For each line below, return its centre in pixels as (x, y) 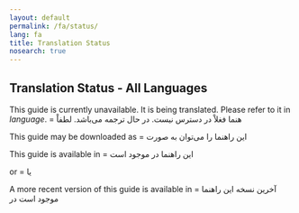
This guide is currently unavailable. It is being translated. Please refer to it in (150, 109)
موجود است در (34, 199)
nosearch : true (38, 51)
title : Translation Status (60, 43)
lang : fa (26, 34)
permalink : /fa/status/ (54, 26)
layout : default (40, 18)
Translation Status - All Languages (109, 88)
